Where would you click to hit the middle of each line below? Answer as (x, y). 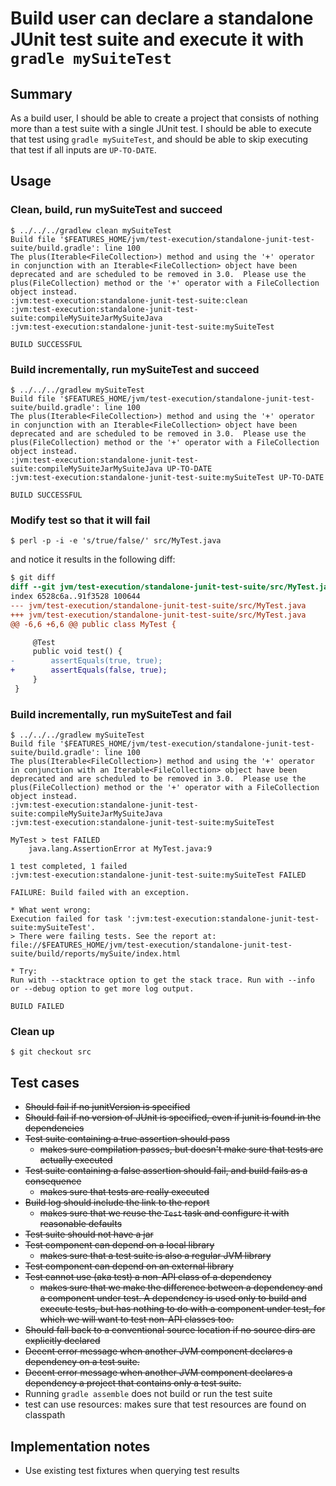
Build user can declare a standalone (162, 18)
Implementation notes (80, 1446)
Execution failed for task (66, 919)
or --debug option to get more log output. (102, 989)
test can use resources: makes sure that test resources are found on (165, 1404)
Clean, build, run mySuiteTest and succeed (116, 210)
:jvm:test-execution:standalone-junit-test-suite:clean (129, 300)
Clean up (32, 1031)
